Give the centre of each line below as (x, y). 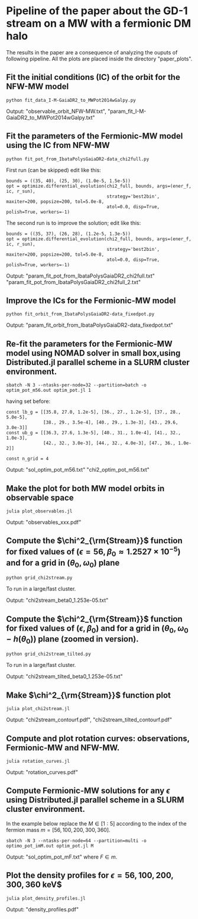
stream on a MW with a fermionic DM (99, 23)
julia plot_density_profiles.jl (46, 898)
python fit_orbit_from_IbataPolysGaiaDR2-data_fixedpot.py (80, 314)
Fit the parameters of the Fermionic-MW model (95, 136)
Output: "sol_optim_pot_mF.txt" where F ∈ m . (62, 857)
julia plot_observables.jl (39, 511)
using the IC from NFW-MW (58, 145)
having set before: (28, 401)
